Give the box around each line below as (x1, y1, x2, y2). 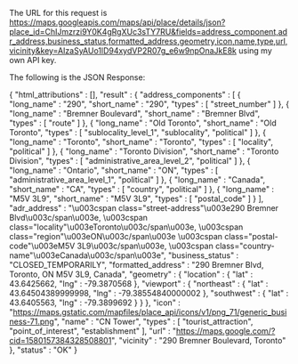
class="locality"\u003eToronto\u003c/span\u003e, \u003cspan (9, 222, 244, 232)
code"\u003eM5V (9, 240, 76, 251)
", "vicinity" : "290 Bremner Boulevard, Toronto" (110, 336, 286, 345)
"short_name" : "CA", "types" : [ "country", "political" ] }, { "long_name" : (9, 184, 274, 194)
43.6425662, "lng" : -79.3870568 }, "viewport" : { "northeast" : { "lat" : (9, 279, 269, 288)
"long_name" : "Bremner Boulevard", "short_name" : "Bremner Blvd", (9, 109, 261, 118)
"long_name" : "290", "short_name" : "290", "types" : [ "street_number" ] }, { (9, 99, 290, 109)
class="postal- (223, 231, 278, 241)
